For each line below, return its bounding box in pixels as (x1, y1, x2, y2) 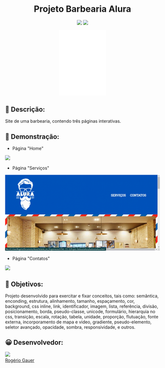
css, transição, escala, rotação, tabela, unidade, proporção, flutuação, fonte (5, 314, 159, 319)
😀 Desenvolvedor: (5, 339, 63, 347)
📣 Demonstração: (5, 132, 60, 141)
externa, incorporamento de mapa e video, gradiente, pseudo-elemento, (5, 319, 152, 325)
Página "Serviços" (12, 165, 50, 171)
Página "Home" (12, 146, 44, 152)
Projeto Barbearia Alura (33, 3, 132, 15)
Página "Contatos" (12, 256, 50, 262)
